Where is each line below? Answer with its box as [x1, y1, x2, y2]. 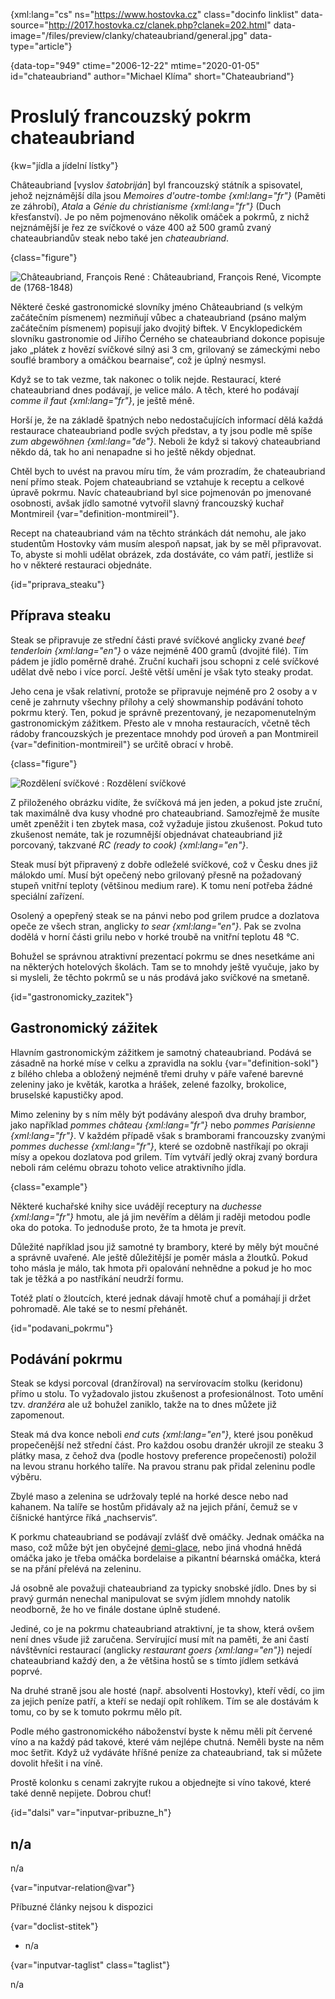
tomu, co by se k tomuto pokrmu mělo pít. [10, 1706, 183, 1718]
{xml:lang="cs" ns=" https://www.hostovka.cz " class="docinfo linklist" [10, 9, 299, 20]
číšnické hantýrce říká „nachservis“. [10, 1512, 158, 1524]
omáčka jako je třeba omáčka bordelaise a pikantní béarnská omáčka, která [10, 1552, 322, 1564]
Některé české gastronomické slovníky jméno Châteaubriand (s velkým [10, 300, 303, 313]
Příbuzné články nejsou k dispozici [10, 1901, 153, 1913]
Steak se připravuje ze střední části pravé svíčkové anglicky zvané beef [10, 634, 306, 646]
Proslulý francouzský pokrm [10, 105, 252, 128]
